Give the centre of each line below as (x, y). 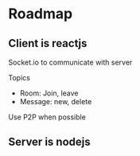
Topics (19, 78)
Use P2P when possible (47, 117)
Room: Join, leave (49, 93)
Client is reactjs (48, 43)
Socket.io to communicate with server (70, 62)
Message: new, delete (56, 101)
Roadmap (41, 14)
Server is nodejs (49, 142)
